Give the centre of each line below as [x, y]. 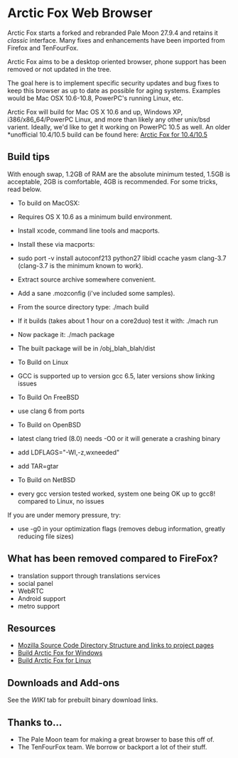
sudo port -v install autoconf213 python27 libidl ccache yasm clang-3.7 [122, 258]
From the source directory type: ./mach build [83, 306]
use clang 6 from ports [51, 411]
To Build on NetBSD [47, 480]
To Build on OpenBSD [49, 425]
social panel [35, 583]
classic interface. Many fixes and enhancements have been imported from [116, 40]
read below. [25, 189]
